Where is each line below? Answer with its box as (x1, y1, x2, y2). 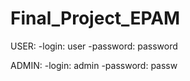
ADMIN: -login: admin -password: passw (10, 59, 178, 71)
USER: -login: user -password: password (10, 40, 178, 52)
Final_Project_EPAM (10, 7, 181, 30)
